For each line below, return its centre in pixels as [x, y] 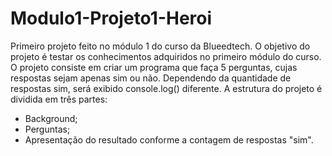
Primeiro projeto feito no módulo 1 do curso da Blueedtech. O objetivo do [160, 46]
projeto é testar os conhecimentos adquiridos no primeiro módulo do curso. [166, 56]
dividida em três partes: [59, 99]
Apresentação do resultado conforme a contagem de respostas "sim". [169, 139]
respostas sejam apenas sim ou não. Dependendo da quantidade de [151, 78]
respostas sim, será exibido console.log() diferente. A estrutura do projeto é [166, 88]
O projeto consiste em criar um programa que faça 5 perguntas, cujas [154, 67]
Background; [51, 118]
